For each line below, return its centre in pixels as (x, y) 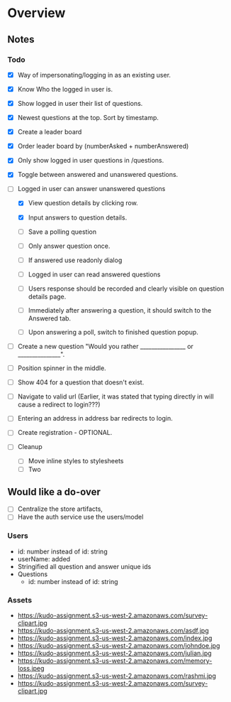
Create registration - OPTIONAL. (65, 433)
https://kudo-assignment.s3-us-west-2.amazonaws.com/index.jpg (115, 638)
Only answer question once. (69, 246)
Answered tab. (50, 318)
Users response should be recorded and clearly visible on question (126, 288)
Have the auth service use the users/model (80, 517)
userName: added (44, 558)
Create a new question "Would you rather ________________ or (105, 346)
